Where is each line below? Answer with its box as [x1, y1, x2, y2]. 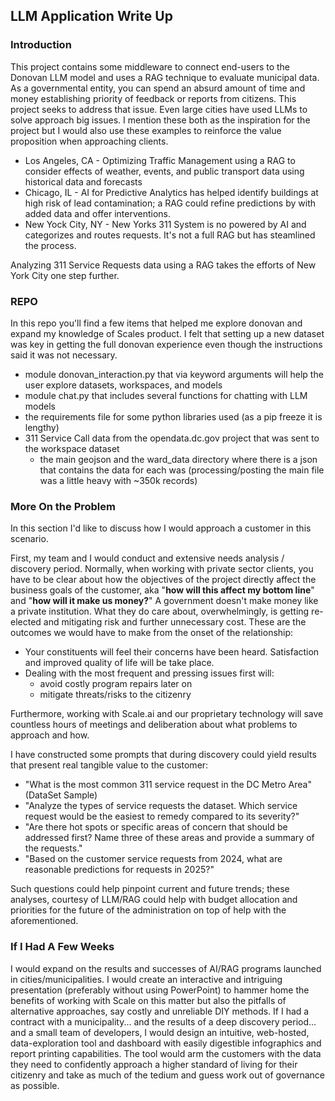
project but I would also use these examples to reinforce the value [10, 124, 282, 136]
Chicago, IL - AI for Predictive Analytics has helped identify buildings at [24, 186, 319, 198]
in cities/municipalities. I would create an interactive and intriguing [10, 973, 283, 985]
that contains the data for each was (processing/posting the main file [39, 464, 325, 476]
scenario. [10, 533, 49, 545]
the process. [24, 239, 77, 251]
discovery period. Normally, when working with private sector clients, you [10, 563, 314, 575]
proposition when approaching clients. [10, 135, 169, 147]
